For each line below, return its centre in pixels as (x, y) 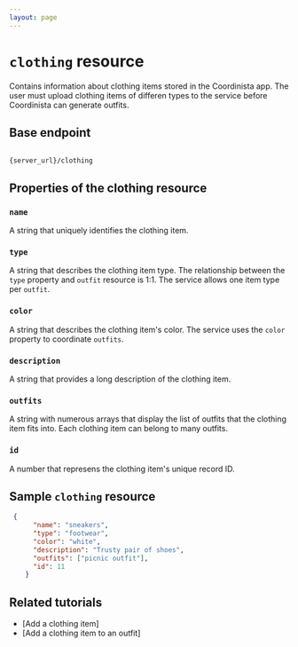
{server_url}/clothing (51, 161)
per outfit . (30, 289)
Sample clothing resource (82, 497)
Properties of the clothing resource (108, 188)
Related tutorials (56, 602)
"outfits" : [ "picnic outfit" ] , (90, 558)
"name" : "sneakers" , (71, 525)
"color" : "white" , (67, 541)
